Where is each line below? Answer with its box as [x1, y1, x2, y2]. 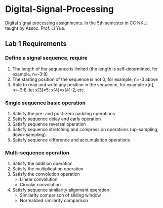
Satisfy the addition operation [12, 160, 73, 167]
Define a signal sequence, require [5, 55, 88, 62]
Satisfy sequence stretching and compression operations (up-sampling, [12, 126, 159, 132]
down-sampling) [12, 132, 46, 138]
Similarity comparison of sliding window [19, 192, 101, 198]
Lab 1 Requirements [5, 40, 67, 48]
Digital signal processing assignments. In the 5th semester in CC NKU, [5, 20, 148, 26]
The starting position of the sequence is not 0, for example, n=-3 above [12, 76, 158, 82]
